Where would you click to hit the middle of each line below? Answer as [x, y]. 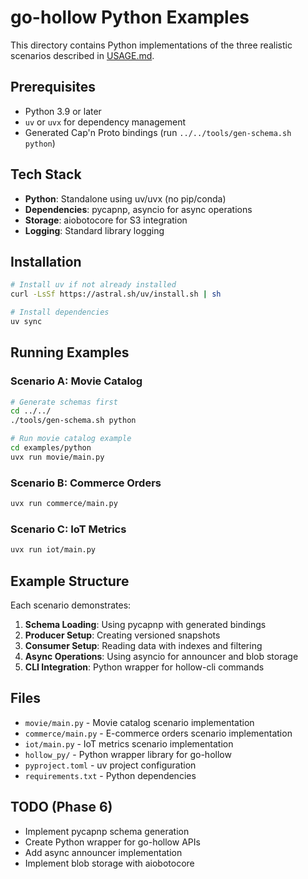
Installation [46, 261]
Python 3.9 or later [63, 111]
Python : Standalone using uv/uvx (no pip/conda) [125, 198]
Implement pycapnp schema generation [107, 831]
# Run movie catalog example [71, 439]
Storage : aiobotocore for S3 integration [106, 220]
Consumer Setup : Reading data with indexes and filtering [143, 645]
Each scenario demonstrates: [71, 605]
